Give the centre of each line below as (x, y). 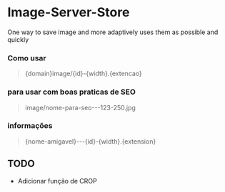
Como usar (27, 58)
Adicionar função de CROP (57, 181)
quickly (18, 39)
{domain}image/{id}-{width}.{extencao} (84, 74)
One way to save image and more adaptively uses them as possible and (113, 32)
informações (30, 126)
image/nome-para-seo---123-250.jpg (80, 107)
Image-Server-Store (69, 12)
